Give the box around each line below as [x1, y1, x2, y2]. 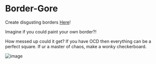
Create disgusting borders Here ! [5, 19, 71, 25]
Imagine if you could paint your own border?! [5, 29, 97, 34]
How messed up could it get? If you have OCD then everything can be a [5, 38, 152, 44]
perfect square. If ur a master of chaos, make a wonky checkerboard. [5, 43, 147, 49]
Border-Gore [5, 3, 58, 14]
